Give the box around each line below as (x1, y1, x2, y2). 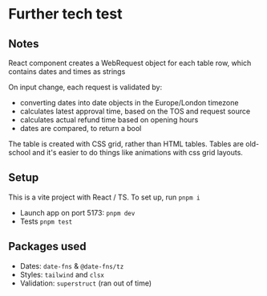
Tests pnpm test (19, 216, 73, 226)
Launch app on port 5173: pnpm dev (19, 208, 136, 217)
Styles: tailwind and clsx (19, 269, 104, 279)
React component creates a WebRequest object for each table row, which (8, 58, 252, 68)
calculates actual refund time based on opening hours (19, 115, 199, 125)
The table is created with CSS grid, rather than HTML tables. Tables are (8, 139, 245, 149)
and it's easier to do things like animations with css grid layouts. (31, 148, 243, 157)
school (8, 148, 30, 157)
